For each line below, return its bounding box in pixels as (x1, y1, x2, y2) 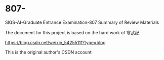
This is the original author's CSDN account (5, 49, 92, 55)
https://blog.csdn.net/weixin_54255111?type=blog (5, 39, 106, 45)
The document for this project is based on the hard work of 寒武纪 (5, 29, 140, 35)
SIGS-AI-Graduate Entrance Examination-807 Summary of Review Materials (5, 19, 159, 25)
